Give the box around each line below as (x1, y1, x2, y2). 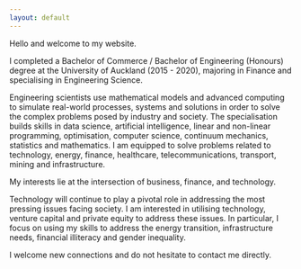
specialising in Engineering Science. (9, 74, 144, 85)
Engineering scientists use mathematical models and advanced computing (9, 92, 285, 103)
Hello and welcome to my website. (9, 38, 137, 49)
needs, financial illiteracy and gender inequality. (9, 231, 186, 243)
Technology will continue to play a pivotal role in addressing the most (9, 193, 266, 204)
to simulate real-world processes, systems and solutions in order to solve (9, 101, 281, 112)
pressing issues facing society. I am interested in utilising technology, (9, 203, 267, 214)
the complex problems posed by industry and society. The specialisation (9, 111, 279, 121)
